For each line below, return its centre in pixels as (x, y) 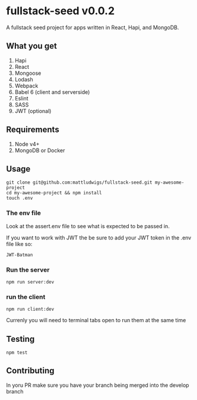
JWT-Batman (20, 255)
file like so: (19, 244)
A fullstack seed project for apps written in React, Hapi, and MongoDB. (93, 27)
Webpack (26, 86)
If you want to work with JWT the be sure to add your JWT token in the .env (99, 237)
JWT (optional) (33, 111)
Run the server (28, 270)
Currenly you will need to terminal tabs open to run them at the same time (96, 320)
